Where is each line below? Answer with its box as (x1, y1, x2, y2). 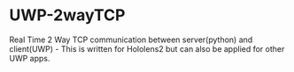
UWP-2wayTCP (9, 5, 126, 25)
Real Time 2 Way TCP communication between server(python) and (9, 34, 253, 45)
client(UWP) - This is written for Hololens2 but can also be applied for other (9, 43, 285, 54)
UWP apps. (9, 53, 50, 63)
